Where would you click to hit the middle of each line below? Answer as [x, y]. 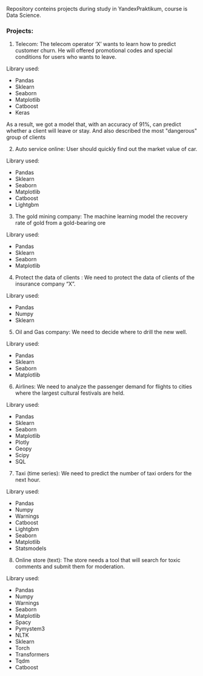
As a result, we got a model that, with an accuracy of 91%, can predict [94, 124]
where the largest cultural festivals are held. [70, 393]
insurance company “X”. [45, 284]
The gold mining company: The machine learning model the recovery [101, 216]
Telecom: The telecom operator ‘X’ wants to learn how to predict [95, 44]
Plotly [22, 443]
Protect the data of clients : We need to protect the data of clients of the [105, 278]
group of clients [26, 137]
